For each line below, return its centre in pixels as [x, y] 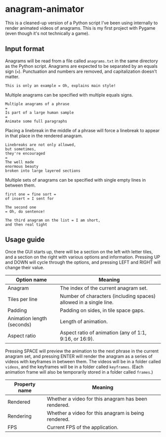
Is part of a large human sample [40, 112]
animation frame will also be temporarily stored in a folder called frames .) [79, 372]
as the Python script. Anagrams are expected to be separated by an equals [82, 66]
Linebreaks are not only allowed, [41, 145]
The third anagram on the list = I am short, [53, 220]
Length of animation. [84, 321]
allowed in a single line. [87, 302]
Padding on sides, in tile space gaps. [102, 310]
